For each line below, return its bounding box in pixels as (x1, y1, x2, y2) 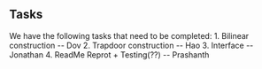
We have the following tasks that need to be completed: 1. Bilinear (9, 30, 250, 41)
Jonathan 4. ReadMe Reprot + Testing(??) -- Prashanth (9, 49, 210, 60)
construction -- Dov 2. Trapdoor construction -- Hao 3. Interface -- (9, 40, 254, 50)
